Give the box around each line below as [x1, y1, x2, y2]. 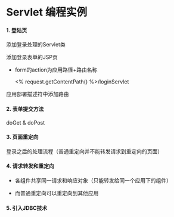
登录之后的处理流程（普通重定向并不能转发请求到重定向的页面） [6, 147, 163, 155]
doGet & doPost [6, 119, 45, 126]
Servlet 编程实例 [6, 5, 88, 19]
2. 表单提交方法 [6, 105, 44, 112]
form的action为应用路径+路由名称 [14, 66, 98, 73]
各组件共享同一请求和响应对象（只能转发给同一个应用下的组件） [14, 177, 172, 184]
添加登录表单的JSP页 [6, 54, 58, 61]
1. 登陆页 [6, 26, 27, 33]
